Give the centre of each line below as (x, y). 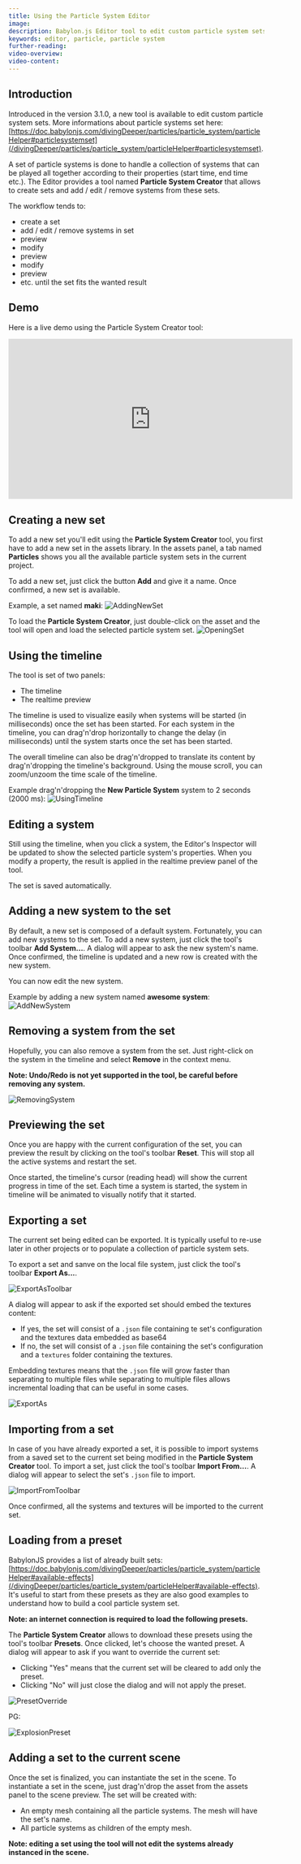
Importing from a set (61, 1429)
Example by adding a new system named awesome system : (109, 996)
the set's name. (46, 1819)
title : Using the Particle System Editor (80, 16)
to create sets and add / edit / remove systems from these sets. (114, 190)
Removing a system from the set (92, 1031)
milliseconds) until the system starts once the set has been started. (120, 742)
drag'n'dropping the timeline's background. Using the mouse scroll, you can (135, 766)
